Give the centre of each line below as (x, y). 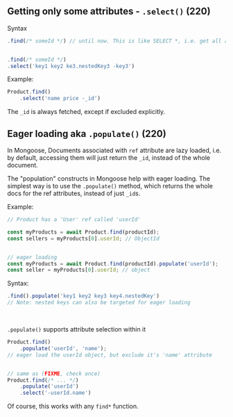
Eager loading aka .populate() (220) (87, 134)
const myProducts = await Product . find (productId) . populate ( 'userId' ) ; (113, 263)
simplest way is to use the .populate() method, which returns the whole (110, 186)
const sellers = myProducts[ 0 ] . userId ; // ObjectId (83, 238)
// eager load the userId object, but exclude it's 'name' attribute (110, 355)
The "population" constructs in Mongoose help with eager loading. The (109, 179)
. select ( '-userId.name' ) (55, 393)
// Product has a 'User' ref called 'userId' (74, 220)
